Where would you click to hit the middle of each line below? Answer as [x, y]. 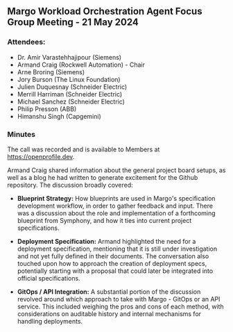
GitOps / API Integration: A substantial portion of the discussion [109, 292]
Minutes [21, 134]
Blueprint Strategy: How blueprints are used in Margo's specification [116, 198]
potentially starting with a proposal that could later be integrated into [115, 271]
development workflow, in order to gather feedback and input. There [115, 206]
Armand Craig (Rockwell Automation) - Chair [81, 65]
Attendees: [26, 42]
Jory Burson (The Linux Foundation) [69, 79]
